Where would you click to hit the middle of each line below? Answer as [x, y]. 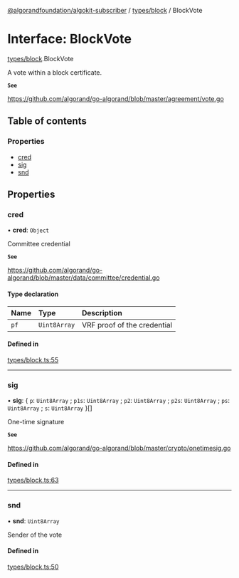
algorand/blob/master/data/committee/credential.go [84, 278]
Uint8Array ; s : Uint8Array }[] [50, 408]
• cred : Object [28, 230]
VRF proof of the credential [127, 325]
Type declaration [33, 294]
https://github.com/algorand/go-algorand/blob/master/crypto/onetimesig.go [119, 448]
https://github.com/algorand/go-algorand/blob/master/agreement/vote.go [116, 98]
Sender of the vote [35, 535]
